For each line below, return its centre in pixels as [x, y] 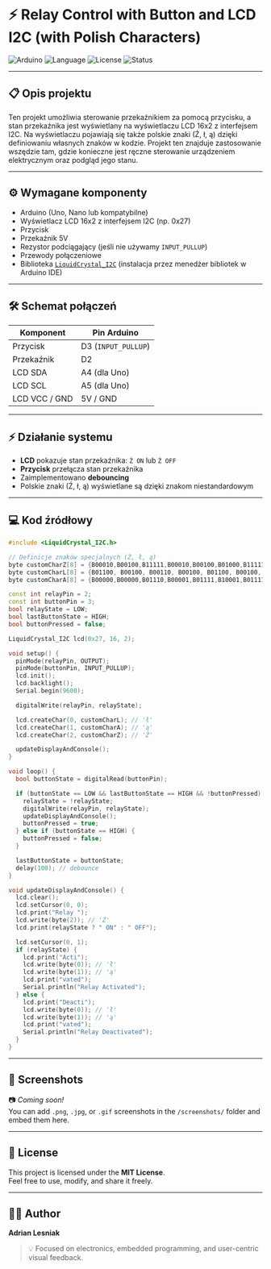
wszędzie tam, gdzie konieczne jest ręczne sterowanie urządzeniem [122, 151]
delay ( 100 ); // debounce [57, 868]
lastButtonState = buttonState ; [70, 860]
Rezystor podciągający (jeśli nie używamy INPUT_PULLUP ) [114, 247]
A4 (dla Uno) [105, 372]
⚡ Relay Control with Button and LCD [132, 15]
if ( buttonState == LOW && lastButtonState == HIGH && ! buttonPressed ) [139, 793]
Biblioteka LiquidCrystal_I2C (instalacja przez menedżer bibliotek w [133, 264]
